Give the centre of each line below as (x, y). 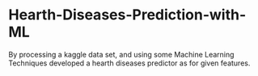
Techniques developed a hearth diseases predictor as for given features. (129, 63)
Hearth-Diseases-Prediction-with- (127, 15)
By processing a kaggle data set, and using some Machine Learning (121, 54)
